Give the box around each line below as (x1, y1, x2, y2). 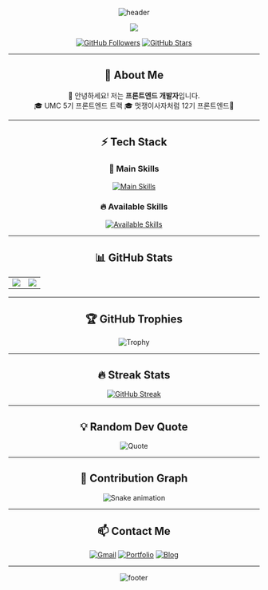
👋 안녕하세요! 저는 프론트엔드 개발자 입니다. (67, 90, 201, 100)
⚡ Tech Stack (100, 136, 167, 149)
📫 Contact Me (97, 525, 171, 538)
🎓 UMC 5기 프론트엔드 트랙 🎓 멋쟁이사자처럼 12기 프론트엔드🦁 (33, 101, 235, 110)
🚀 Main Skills (108, 164, 160, 175)
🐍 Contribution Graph (80, 472, 188, 485)
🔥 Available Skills (100, 201, 168, 212)
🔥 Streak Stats (97, 368, 171, 382)
